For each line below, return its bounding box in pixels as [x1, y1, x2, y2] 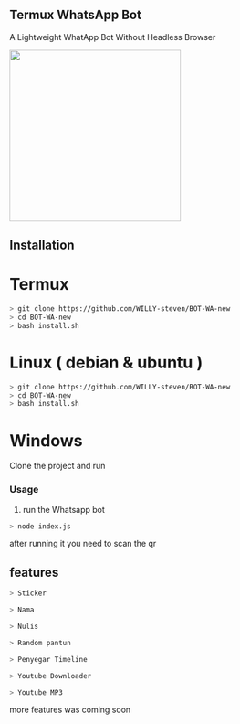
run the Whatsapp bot [22, 504, 105, 515]
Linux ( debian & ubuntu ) [9, 352, 203, 373]
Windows [9, 430, 83, 451]
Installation [9, 238, 75, 253]
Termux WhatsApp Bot [9, 7, 141, 23]
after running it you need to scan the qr [9, 538, 157, 549]
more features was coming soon [9, 704, 131, 716]
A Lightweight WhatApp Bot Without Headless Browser [9, 31, 216, 42]
